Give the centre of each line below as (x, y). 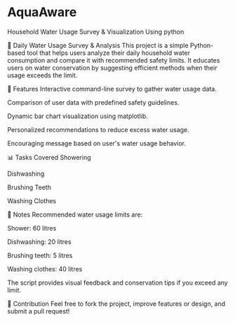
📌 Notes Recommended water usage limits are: (75, 214)
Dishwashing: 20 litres (39, 241)
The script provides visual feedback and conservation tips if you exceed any (117, 283)
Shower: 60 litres (32, 228)
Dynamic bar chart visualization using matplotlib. (78, 116)
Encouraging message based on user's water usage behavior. (96, 143)
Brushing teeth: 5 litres (40, 255)
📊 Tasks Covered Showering (49, 157)
